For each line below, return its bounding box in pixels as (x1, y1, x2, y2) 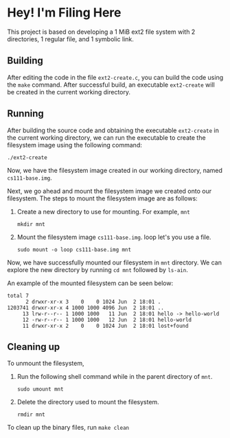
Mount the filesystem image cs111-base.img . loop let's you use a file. (16, 233, 211, 241)
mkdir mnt (16, 220, 46, 228)
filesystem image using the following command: (7, 140, 142, 149)
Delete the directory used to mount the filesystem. (16, 398, 159, 406)
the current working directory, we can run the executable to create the (7, 133, 206, 142)
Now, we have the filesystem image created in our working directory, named (7, 166, 223, 174)
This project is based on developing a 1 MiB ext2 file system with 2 (7, 28, 196, 36)
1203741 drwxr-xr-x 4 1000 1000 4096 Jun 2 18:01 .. (7, 304, 165, 311)
